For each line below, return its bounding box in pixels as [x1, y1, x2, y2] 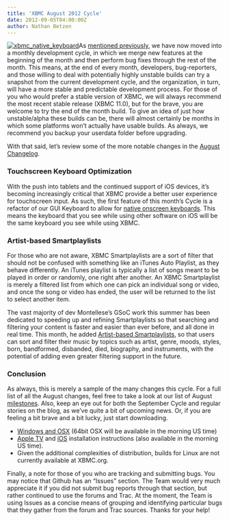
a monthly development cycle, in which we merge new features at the [7, 49, 203, 57]
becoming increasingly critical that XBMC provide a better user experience [7, 189, 217, 197]
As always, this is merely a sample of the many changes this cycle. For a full [7, 385, 221, 393]
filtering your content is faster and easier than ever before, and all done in [7, 323, 215, 331]
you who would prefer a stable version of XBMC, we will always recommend [7, 93, 221, 101]
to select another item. [7, 295, 70, 303]
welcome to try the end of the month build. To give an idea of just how [7, 107, 205, 115]
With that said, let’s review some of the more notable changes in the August [7, 142, 220, 151]
